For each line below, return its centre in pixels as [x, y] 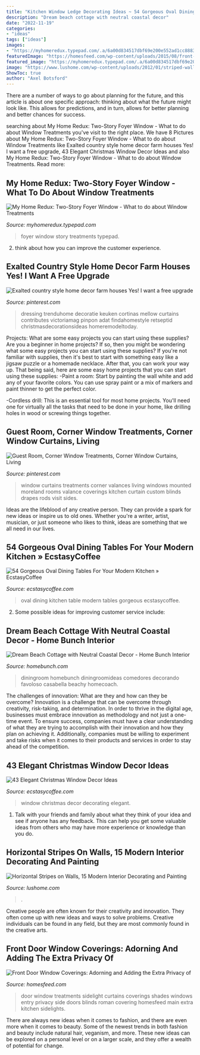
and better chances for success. [46, 115]
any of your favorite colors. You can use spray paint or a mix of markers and [99, 382]
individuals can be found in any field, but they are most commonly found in [98, 923]
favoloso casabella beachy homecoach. [69, 684]
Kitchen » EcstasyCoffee [54, 557]
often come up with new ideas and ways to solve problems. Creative [90, 917]
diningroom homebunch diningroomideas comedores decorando [100, 678]
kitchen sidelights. [43, 1008]
